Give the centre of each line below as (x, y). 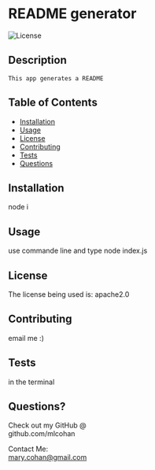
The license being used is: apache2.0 (69, 294)
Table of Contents (53, 103)
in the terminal (31, 382)
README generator (72, 14)
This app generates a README (56, 78)
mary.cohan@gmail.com (48, 457)
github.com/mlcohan (42, 434)
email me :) (26, 338)
